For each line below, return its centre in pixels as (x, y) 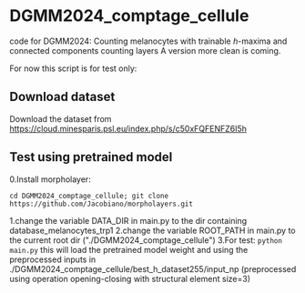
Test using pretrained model (91, 157)
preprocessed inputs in (53, 259)
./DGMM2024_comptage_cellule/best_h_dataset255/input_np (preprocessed (153, 268)
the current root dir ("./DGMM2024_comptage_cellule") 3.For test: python (146, 240)
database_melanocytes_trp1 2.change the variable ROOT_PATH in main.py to (152, 230)
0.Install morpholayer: (50, 179)
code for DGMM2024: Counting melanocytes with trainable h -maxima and (148, 41)
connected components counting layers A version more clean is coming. (145, 50)
